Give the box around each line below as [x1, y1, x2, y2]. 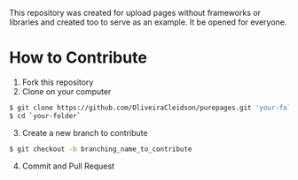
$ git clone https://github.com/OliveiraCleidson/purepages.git [9, 103, 252, 112]
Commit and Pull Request [21, 161, 115, 171]
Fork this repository [21, 77, 94, 87]
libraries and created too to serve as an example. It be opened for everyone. [9, 17, 287, 27]
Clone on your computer [21, 86, 112, 96]
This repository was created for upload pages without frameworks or [9, 8, 262, 18]
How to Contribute [9, 48, 148, 68]
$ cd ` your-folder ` [9, 111, 82, 120]
